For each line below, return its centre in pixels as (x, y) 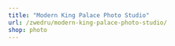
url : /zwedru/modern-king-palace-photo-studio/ (88, 23)
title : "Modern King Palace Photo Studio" (79, 15)
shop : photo (28, 30)
